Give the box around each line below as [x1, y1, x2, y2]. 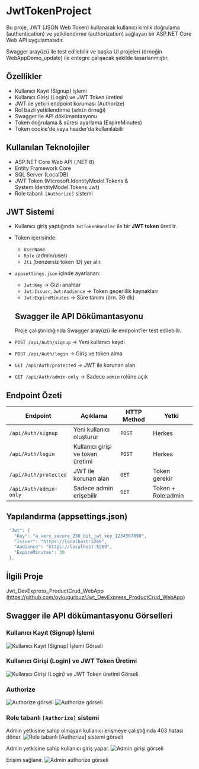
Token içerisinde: [14, 234, 57, 241]
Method [122, 415, 145, 423]
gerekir [153, 474, 173, 483]
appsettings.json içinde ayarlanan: [14, 270, 101, 277]
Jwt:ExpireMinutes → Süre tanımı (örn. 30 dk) [23, 294, 135, 301]
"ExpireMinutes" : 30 [14, 550, 65, 556]
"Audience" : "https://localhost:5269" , [14, 544, 113, 550]
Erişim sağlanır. [6, 757, 43, 764]
